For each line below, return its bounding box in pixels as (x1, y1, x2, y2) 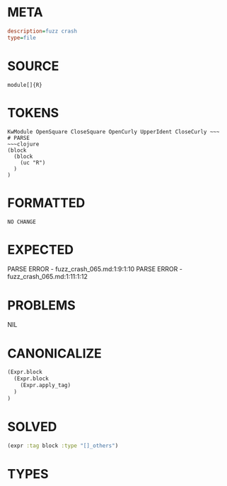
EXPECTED (7, 242, 74, 258)
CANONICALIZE (7, 345, 103, 361)
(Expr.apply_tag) (20, 382, 71, 389)
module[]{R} (7, 81, 42, 88)
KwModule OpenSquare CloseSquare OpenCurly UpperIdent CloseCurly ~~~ (7, 128, 220, 135)
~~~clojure (7, 141, 40, 148)
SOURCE (7, 58, 59, 74)
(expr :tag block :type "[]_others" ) (7, 442, 119, 449)
